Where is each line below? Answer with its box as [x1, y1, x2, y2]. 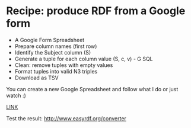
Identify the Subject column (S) [14, 49, 91, 56]
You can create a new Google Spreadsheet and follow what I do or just [6, 85, 179, 92]
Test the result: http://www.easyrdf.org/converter [6, 114, 126, 122]
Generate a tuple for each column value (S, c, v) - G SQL [14, 55, 153, 62]
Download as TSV [14, 74, 59, 81]
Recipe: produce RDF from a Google [6, 4, 186, 18]
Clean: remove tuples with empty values [14, 61, 113, 69]
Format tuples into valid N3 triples [14, 68, 98, 75]
